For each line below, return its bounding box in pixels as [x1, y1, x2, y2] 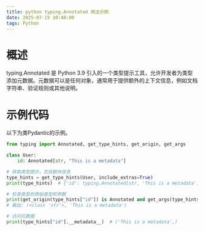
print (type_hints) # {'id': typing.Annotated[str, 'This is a [6, 180, 170, 186]
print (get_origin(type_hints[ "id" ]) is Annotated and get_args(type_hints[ [6, 196, 202, 203]
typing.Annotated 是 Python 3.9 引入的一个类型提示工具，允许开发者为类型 [6, 69, 193, 76]
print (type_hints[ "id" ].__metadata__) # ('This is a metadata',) [6, 219, 178, 225]
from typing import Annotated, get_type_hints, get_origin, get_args [6, 141, 186, 147]
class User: [6, 152, 36, 158]
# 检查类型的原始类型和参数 [6, 191, 67, 197]
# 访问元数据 [6, 213, 35, 219]
